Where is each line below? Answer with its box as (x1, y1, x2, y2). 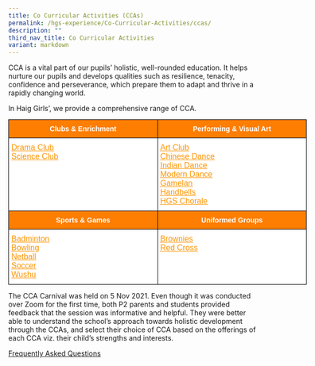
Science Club (11, 152, 59, 161)
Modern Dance (160, 170, 213, 179)
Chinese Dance (160, 152, 215, 161)
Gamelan (160, 179, 193, 188)
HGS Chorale (160, 196, 208, 206)
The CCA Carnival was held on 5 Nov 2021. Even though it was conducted (8, 291, 251, 301)
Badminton (11, 234, 50, 244)
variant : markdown (8, 41, 69, 49)
